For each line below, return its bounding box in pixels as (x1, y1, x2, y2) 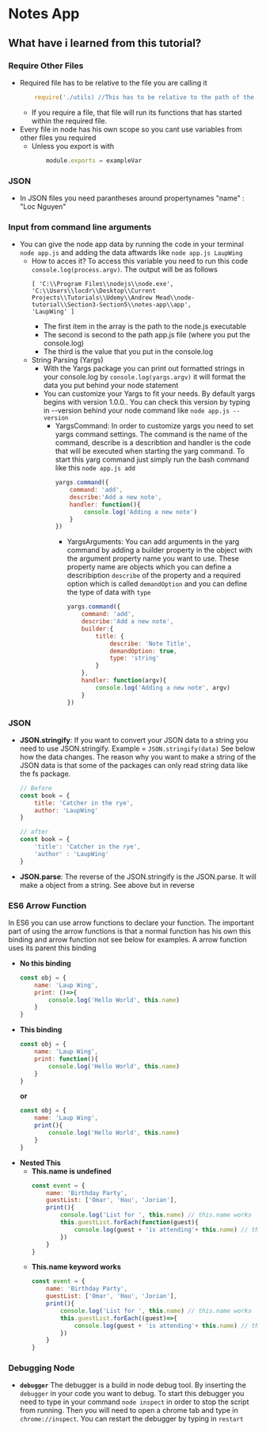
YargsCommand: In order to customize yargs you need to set (55, 421, 254, 431)
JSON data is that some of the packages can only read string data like (19, 760, 249, 770)
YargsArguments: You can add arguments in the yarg (66, 537, 240, 546)
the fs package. (19, 769, 71, 778)
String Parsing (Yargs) (31, 356, 104, 365)
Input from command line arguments (8, 221, 152, 232)
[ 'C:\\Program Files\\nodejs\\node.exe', (31, 280, 174, 288)
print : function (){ (34, 1055, 99, 1063)
